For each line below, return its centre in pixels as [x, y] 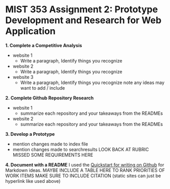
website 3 [23, 77]
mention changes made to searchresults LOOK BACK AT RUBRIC [81, 149]
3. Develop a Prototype [30, 134]
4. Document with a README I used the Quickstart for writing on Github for [85, 164]
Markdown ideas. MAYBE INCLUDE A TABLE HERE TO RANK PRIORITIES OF [85, 170]
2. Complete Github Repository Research [50, 98]
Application [30, 31]
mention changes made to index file [50, 144]
